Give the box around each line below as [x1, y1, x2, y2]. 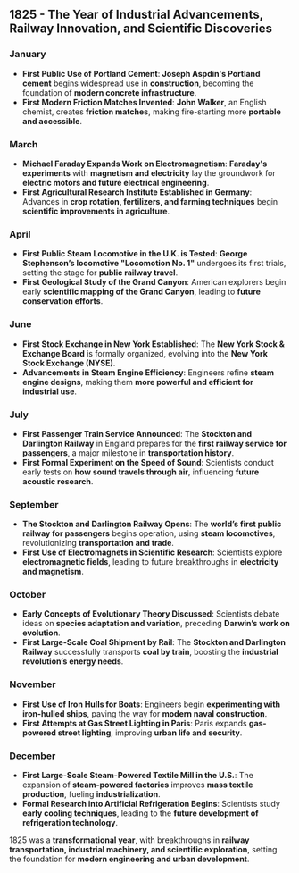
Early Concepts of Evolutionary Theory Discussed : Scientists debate [21, 609, 280, 619]
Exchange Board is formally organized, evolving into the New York [21, 348, 268, 358]
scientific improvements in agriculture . [21, 206, 170, 216]
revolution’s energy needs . [21, 656, 124, 667]
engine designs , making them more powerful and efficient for [21, 376, 254, 387]
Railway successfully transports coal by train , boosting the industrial [21, 647, 278, 658]
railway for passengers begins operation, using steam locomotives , [21, 528, 276, 539]
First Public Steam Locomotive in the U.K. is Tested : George [21, 248, 248, 259]
